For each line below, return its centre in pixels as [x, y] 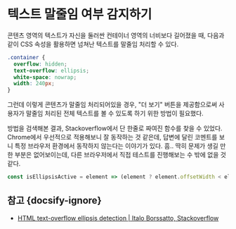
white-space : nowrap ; [45, 77]
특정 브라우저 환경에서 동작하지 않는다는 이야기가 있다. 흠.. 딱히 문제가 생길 [117, 146]
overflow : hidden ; [41, 64]
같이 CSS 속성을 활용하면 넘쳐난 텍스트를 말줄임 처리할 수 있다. [93, 44]
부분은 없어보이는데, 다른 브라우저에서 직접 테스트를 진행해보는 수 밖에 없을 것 [120, 155]
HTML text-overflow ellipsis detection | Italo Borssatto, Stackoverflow [118, 218]
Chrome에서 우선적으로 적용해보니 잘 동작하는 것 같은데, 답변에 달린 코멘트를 [112, 137]
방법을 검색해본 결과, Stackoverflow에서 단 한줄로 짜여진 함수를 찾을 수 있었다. [115, 128]
